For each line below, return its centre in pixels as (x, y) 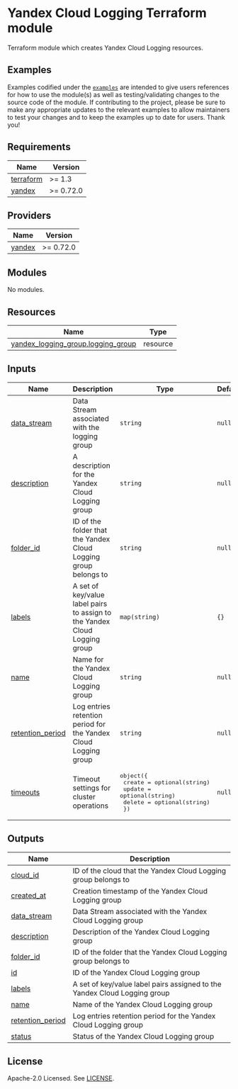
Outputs (26, 839)
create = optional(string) (166, 782)
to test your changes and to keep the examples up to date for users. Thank (116, 117)
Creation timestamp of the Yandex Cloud (140, 891)
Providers (29, 215)
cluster (84, 796)
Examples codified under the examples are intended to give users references (118, 87)
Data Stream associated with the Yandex (140, 911)
